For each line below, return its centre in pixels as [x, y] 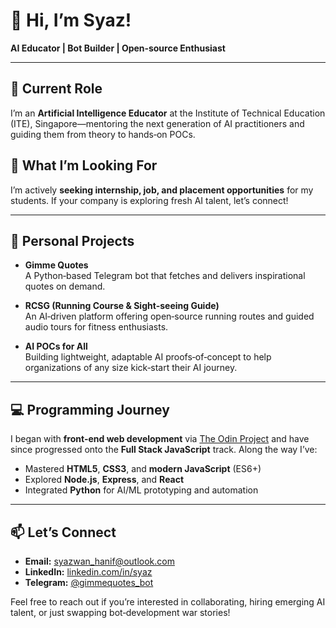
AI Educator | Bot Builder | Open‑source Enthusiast [118, 48]
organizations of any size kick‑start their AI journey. [131, 368]
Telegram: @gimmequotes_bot [89, 582]
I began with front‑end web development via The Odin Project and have [160, 439]
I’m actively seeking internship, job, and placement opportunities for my [162, 190]
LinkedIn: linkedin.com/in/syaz [88, 572]
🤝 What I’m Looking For [84, 165]
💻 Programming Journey [90, 409]
